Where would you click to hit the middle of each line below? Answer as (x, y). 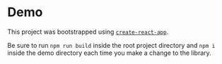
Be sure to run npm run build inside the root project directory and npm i (111, 45)
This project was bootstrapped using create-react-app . (88, 32)
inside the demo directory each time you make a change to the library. (110, 53)
